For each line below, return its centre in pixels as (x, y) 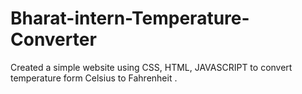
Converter (53, 39)
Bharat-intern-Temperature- (130, 18)
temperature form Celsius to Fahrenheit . (94, 78)
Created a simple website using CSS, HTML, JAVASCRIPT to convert (151, 67)
